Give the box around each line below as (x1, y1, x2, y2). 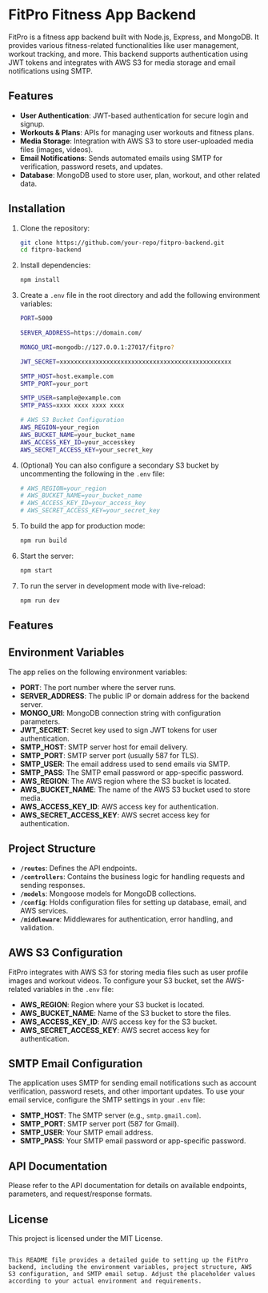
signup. (19, 118, 46, 129)
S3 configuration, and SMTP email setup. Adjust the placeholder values (8, 1270, 256, 1278)
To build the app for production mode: (19, 521, 146, 531)
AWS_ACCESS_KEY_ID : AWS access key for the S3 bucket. (19, 1017, 218, 1026)
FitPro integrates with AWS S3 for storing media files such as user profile (8, 967, 249, 977)
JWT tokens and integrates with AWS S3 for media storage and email (8, 58, 236, 67)
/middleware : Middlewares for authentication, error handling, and (19, 914, 234, 924)
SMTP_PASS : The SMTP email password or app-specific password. (19, 767, 244, 777)
